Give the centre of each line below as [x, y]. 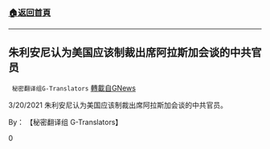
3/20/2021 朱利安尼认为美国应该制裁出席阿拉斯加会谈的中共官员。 [118, 105]
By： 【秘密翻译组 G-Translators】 [65, 123]
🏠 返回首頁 [30, 12]
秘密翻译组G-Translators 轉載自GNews [74, 88]
